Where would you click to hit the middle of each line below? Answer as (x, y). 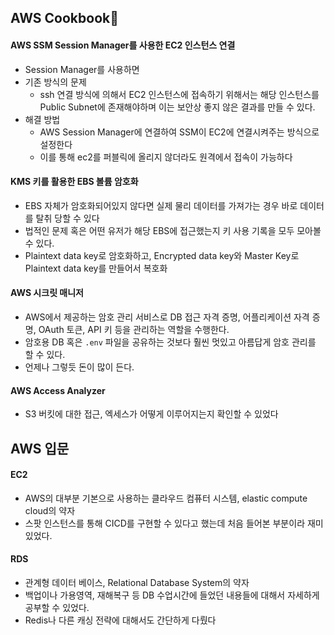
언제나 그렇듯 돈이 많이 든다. (79, 367)
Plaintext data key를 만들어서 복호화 (96, 268)
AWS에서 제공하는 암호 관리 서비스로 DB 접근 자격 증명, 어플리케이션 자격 (167, 317)
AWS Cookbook (64, 18)
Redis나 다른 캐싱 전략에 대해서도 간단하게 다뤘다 (120, 620)
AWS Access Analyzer (58, 390)
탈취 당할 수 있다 (67, 218)
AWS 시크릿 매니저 (47, 293)
